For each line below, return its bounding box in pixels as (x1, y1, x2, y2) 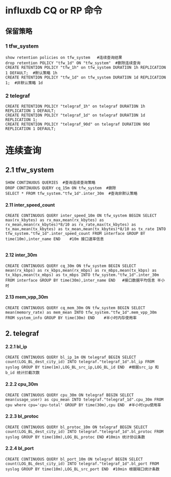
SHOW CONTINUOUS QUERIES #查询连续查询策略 (5, 180, 96, 185)
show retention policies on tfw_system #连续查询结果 (5, 55, 122, 60)
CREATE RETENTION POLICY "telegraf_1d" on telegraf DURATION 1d (5, 113, 145, 118)
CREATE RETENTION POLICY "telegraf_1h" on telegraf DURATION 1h (5, 104, 145, 109)
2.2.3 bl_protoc (5, 413, 39, 420)
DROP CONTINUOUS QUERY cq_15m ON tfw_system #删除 (5, 186, 116, 191)
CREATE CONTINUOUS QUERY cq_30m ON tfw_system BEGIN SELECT (5, 263, 137, 268)
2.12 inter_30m (5, 252, 37, 258)
